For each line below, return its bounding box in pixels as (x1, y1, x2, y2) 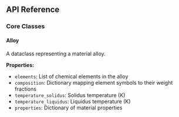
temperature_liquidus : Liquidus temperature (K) (14, 98, 131, 105)
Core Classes (6, 22, 45, 31)
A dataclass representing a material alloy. (6, 50, 106, 57)
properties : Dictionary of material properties (14, 104, 123, 111)
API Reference (6, 5, 60, 15)
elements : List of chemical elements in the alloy (14, 73, 129, 80)
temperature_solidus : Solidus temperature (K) (14, 91, 126, 99)
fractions (14, 85, 37, 92)
